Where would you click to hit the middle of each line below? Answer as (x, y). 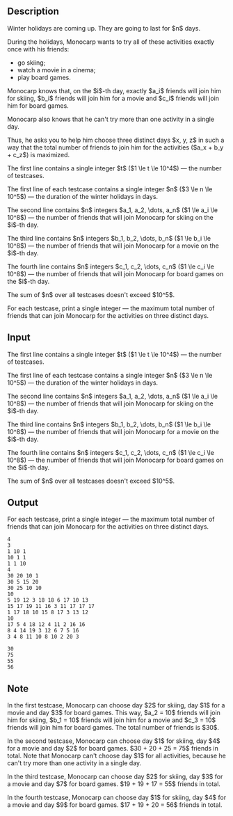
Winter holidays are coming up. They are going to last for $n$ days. (104, 28)
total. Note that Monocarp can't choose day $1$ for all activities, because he (116, 756)
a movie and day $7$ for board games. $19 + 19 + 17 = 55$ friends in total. (114, 784)
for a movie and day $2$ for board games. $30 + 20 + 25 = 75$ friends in (113, 749)
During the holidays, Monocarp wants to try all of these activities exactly (111, 42)
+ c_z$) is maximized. (39, 154)
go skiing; (31, 63)
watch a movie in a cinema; (56, 70)
